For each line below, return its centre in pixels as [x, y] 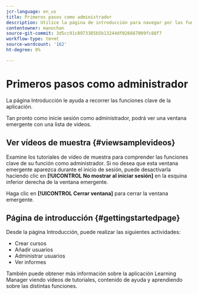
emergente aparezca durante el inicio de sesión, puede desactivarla [88, 169]
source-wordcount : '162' [37, 45]
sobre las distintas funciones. [42, 286]
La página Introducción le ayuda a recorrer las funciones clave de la [88, 100]
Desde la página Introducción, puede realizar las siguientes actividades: [93, 232]
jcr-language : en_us [32, 11]
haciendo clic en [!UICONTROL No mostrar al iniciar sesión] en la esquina [97, 176]
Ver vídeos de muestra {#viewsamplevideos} [91, 143]
